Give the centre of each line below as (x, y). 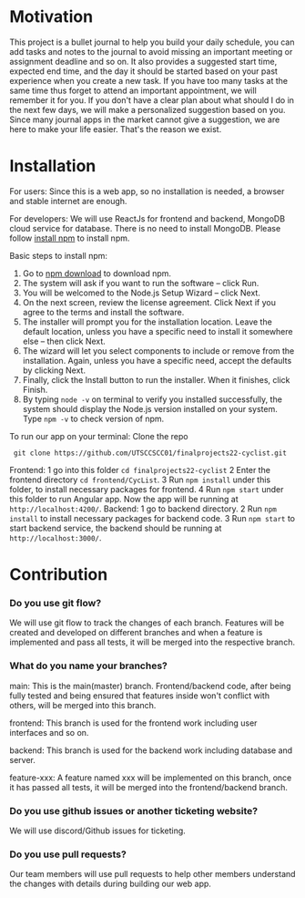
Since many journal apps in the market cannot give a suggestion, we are (145, 119)
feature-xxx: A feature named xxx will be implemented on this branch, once (151, 778)
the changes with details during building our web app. (111, 884)
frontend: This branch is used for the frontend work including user (133, 723)
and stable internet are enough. (68, 201)
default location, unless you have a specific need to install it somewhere (158, 331)
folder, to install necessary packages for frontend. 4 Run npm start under (147, 489)
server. (23, 759)
